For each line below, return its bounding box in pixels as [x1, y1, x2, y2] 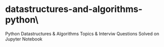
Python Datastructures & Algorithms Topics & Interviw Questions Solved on [5, 30, 160, 36]
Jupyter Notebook [5, 36, 43, 42]
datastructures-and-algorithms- [5, 3, 143, 15]
